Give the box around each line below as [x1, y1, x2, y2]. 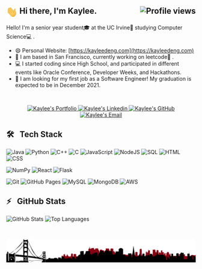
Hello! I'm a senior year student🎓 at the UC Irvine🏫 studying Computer [6, 23, 183, 31]
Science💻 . [6, 32, 35, 40]
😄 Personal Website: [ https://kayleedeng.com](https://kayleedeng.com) [14, 46, 194, 54]
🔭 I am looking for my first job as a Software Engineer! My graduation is [14, 75, 192, 82]
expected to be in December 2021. [14, 81, 101, 88]
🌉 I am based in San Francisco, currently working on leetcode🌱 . [14, 53, 174, 60]
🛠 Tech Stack [6, 129, 63, 140]
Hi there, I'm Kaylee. [19, 6, 97, 16]
